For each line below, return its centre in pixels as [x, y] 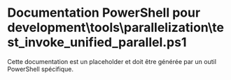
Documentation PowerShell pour [104, 13]
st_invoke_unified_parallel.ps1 [97, 42]
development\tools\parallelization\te [115, 27]
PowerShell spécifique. [40, 69]
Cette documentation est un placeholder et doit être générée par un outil [112, 61]
